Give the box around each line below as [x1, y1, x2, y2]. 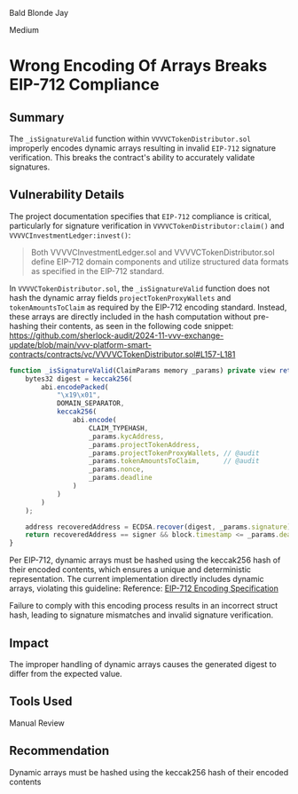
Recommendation [9, 743, 109, 759]
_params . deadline [88, 474, 153, 483]
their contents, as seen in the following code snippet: [39, 320, 234, 331]
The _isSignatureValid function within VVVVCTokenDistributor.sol [9, 133, 251, 144]
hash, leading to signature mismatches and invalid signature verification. [9, 609, 274, 620]
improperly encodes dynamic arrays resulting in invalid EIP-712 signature [9, 143, 277, 153]
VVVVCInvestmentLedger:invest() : [9, 230, 131, 240]
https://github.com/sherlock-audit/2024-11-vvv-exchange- [9, 330, 224, 341]
